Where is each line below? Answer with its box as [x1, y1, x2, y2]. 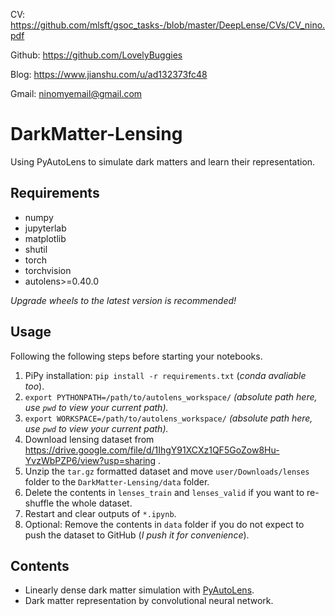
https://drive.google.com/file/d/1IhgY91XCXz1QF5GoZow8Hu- [24, 444, 280, 456]
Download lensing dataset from [24, 433, 155, 445]
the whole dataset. [56, 497, 133, 509]
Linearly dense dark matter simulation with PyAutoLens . [24, 584, 255, 596]
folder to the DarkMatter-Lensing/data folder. [24, 475, 210, 488]
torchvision [24, 264, 72, 276]
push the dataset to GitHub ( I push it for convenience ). [24, 529, 250, 541]
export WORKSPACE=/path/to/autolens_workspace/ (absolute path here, [24, 412, 313, 424]
